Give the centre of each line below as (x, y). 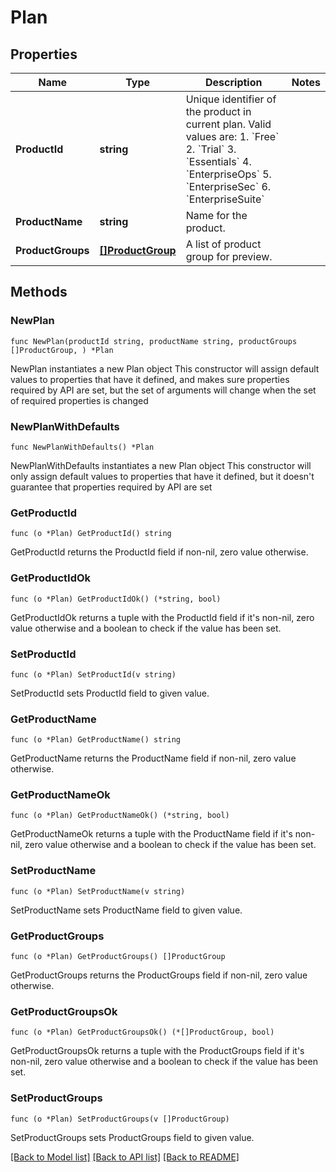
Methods (39, 292)
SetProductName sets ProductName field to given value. (126, 910)
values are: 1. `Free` (232, 136)
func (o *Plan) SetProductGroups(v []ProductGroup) (120, 1119)
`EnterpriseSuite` (225, 199)
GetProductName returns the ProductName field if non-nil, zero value (153, 758)
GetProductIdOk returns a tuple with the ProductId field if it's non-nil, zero (162, 617)
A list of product (223, 244)
